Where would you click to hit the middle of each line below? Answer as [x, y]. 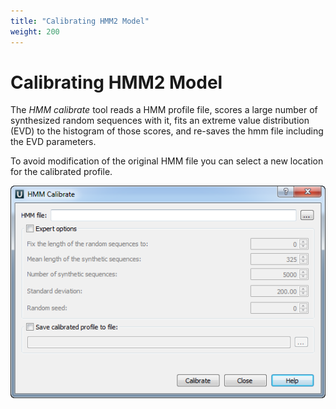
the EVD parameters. [53, 142]
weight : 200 [35, 31]
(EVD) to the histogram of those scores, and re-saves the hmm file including [167, 131]
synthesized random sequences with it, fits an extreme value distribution [160, 121]
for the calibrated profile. [61, 172]
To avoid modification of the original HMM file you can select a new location [167, 161]
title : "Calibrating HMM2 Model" [80, 21]
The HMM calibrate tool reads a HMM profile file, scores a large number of [164, 110]
